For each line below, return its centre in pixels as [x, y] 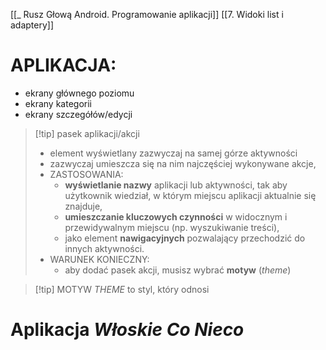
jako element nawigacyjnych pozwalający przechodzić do [185, 238]
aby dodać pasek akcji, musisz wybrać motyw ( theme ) [178, 270]
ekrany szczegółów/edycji [78, 114]
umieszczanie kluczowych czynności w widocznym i [176, 216]
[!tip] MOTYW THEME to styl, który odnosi [122, 289]
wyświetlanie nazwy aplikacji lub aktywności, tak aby [176, 185]
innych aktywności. [104, 248]
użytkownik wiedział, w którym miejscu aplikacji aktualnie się [190, 195]
